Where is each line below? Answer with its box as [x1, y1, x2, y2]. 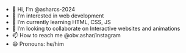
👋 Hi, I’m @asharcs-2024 [12, 6, 76, 13]
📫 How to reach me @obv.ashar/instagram [12, 32, 121, 39]
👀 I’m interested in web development [12, 12, 104, 19]
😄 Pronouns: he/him [12, 40, 64, 48]
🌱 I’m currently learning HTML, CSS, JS [12, 19, 111, 25]
